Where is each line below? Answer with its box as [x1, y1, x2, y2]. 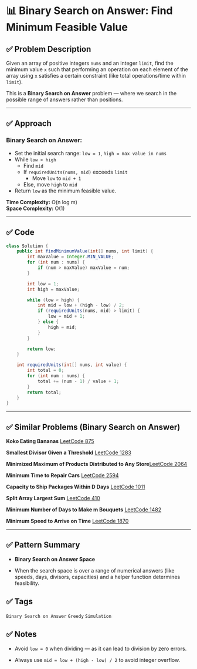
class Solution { [6, 243, 49, 249]
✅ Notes [6, 630, 37, 640]
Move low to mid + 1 [32, 174, 81, 182]
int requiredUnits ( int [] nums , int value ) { [16, 362, 127, 368]
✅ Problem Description [6, 44, 91, 54]
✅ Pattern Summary [6, 540, 80, 550]
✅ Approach [6, 118, 52, 129]
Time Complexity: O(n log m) [6, 198, 78, 205]
